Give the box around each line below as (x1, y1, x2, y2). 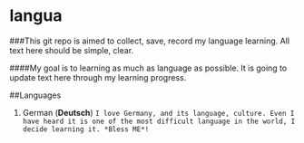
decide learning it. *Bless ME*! (22, 124, 150, 134)
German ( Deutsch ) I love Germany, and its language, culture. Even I (22, 107, 295, 118)
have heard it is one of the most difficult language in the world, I (22, 117, 296, 126)
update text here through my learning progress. (9, 71, 187, 82)
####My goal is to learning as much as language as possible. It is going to (9, 62, 288, 73)
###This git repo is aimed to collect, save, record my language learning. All (9, 35, 290, 46)
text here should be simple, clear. (9, 44, 134, 55)
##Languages (9, 90, 62, 100)
